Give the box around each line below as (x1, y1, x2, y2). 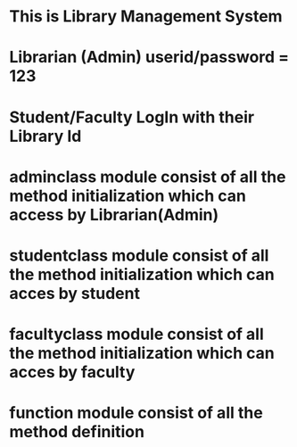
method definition (9, 422, 145, 443)
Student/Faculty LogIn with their (9, 107, 255, 127)
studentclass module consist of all (9, 245, 269, 265)
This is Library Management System (9, 6, 283, 27)
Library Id (9, 126, 82, 146)
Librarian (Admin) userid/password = (9, 47, 290, 68)
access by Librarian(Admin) (9, 204, 219, 225)
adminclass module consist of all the (9, 167, 286, 186)
